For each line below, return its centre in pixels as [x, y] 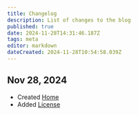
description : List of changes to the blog [69, 20]
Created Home [38, 97]
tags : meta [23, 39]
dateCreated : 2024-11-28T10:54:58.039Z [65, 53]
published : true [30, 26]
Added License [39, 104]
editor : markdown [32, 46]
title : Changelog [32, 14]
